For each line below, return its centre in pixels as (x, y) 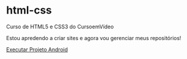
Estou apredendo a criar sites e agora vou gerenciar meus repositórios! (94, 38)
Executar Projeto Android (37, 49)
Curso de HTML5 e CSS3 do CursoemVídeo (60, 27)
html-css (29, 10)
